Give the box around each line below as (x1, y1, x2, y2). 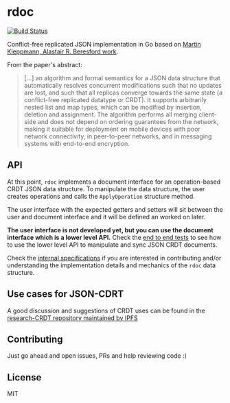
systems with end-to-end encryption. (23, 139, 130, 147)
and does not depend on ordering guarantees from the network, (37, 117, 219, 125)
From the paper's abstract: (7, 60, 82, 69)
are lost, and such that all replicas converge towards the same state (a (23, 88, 223, 97)
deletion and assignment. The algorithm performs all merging (23, 110, 198, 119)
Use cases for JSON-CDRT (7, 289, 124, 300)
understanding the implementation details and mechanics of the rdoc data (7, 261, 216, 269)
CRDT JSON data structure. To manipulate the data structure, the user (7, 184, 205, 193)
